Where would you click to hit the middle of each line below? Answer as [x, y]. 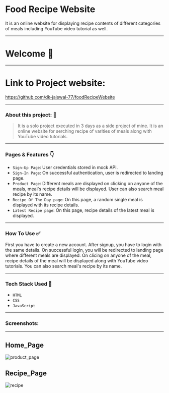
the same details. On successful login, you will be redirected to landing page [84, 250]
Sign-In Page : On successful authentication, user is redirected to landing [88, 173]
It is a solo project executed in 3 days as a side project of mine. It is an [90, 126]
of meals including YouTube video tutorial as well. [57, 28]
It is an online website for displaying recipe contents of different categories [83, 23]
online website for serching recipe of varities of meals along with [84, 131]
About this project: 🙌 [31, 115]
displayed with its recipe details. [46, 205]
